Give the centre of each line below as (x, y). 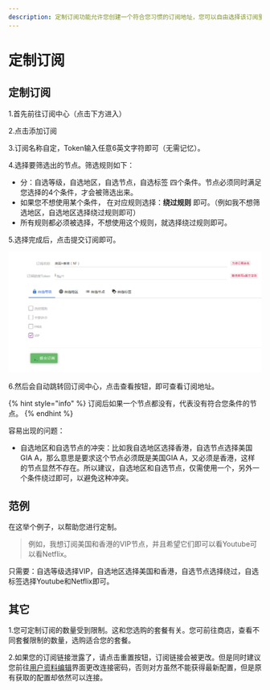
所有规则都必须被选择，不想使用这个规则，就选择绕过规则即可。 (125, 222)
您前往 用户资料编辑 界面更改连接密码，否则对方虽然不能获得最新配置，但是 (131, 667)
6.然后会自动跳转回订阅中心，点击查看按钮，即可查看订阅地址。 (114, 386)
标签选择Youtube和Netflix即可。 (61, 581)
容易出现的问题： (37, 430)
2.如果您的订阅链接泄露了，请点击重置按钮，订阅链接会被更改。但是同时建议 (135, 657)
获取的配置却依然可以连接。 (61, 677)
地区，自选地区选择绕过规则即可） (84, 212)
